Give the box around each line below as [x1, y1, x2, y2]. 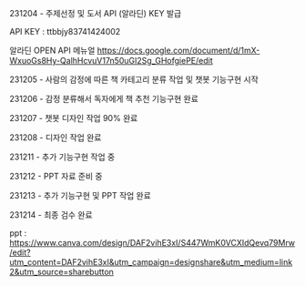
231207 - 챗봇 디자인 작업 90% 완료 [9, 113, 138, 123]
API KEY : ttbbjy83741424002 [9, 26, 121, 36]
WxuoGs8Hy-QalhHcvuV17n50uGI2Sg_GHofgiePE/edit [9, 56, 213, 66]
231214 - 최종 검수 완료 [9, 209, 93, 220]
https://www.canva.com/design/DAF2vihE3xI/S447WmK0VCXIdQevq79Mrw [9, 238, 296, 248]
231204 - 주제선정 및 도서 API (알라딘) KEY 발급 [9, 8, 182, 18]
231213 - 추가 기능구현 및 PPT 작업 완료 [9, 190, 152, 200]
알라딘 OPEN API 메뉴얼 [9, 45, 96, 56]
